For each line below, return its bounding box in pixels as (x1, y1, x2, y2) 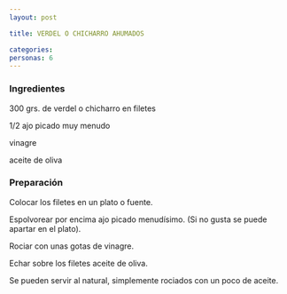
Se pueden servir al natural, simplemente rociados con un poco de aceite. (9, 274, 279, 285)
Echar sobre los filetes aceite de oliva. (9, 258, 148, 268)
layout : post (9, 12, 58, 22)
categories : (9, 45, 53, 54)
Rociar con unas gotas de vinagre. (9, 241, 135, 251)
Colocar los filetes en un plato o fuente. (9, 196, 153, 207)
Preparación (9, 177, 64, 189)
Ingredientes (9, 83, 66, 95)
